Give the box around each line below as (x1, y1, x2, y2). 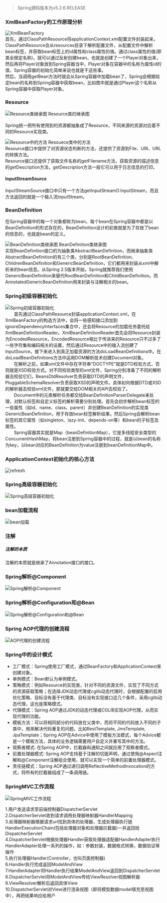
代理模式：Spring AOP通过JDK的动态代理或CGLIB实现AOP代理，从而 (12, 707, 155, 713)
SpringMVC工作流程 (5, 783, 55, 790)
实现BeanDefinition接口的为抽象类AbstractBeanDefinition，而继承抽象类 (5, 248, 153, 254)
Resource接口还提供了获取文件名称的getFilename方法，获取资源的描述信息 (5, 158, 160, 164)
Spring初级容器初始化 (5, 293, 58, 300)
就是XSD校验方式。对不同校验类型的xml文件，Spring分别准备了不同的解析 (9, 367, 162, 373)
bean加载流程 (5, 506, 38, 513)
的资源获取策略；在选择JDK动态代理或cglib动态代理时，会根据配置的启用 (12, 688, 163, 694)
